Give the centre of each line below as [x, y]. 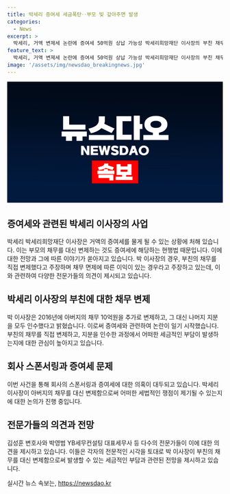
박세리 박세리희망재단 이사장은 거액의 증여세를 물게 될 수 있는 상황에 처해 [104, 242]
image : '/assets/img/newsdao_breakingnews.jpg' [76, 65]
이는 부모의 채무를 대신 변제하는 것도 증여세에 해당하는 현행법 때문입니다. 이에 [119, 250]
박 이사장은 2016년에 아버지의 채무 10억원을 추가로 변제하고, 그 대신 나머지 [106, 317]
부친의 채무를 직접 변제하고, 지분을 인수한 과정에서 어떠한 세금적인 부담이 [104, 334]
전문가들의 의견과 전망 [51, 425]
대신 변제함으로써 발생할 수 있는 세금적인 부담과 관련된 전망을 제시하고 [113, 460]
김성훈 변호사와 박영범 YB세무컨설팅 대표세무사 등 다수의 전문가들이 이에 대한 [110, 443]
